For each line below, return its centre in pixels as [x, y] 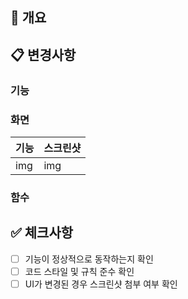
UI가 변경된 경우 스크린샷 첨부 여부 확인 [101, 284]
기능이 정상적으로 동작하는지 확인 [89, 259]
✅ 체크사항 [42, 233]
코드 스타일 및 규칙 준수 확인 [79, 271]
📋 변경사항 [43, 54]
